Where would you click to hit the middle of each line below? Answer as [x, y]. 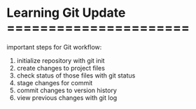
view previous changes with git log [67, 97]
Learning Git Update [66, 13]
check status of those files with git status [76, 75]
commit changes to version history [66, 90]
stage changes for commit [55, 82]
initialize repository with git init [61, 60]
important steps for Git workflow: [54, 47]
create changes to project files [61, 68]
